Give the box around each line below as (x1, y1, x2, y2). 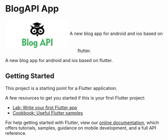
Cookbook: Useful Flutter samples (12, 109, 83, 115)
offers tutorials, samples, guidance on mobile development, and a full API (5, 124, 156, 130)
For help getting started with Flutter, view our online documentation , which (5, 119, 159, 125)
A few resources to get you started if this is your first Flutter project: (5, 94, 145, 100)
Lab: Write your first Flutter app (12, 104, 78, 110)
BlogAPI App (5, 3, 59, 14)
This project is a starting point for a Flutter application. (5, 85, 117, 91)
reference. (5, 130, 27, 136)
